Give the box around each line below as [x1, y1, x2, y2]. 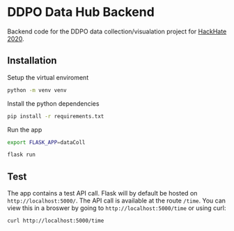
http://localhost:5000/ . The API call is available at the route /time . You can [7, 196, 226, 205]
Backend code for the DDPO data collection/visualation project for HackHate [7, 27, 227, 35]
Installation [7, 55, 57, 67]
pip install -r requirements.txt [7, 113, 104, 120]
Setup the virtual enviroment [7, 73, 89, 81]
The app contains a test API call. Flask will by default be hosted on [7, 189, 198, 198]
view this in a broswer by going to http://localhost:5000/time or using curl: [7, 204, 226, 212]
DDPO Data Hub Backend [7, 4, 155, 20]
